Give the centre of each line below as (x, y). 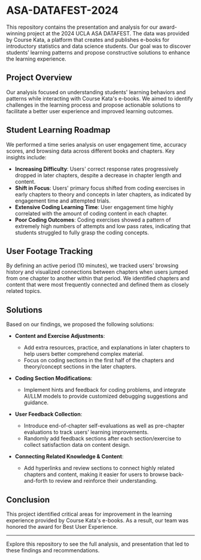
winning (16, 33)
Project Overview (39, 78)
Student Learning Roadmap (58, 130)
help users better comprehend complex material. (84, 354)
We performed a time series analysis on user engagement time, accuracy (97, 144)
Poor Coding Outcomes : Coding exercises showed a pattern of (93, 220)
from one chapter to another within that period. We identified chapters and (98, 279)
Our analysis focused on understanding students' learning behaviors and (96, 92)
